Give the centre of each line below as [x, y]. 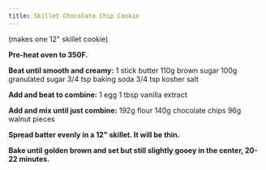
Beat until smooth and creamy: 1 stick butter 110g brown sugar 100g [123, 70]
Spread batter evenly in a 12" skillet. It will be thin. [94, 134]
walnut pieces [32, 119]
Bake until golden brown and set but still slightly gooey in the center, [126, 150]
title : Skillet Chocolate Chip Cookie [74, 16]
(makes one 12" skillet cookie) [58, 39]
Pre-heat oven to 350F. [48, 54]
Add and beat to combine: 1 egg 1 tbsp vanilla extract [98, 95]
